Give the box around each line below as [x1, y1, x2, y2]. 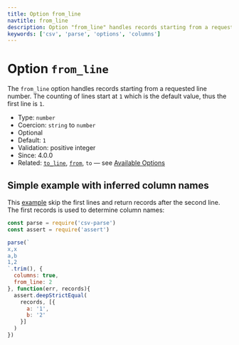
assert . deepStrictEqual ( [14, 292, 87, 299]
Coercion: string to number [17, 121, 96, 129]
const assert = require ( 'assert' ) [7, 225, 110, 233]
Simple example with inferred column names [7, 179, 209, 191]
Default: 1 [17, 136, 46, 144]
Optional [17, 129, 43, 137]
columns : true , [14, 272, 59, 280]
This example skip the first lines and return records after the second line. [7, 198, 221, 206]
